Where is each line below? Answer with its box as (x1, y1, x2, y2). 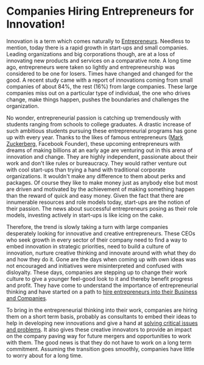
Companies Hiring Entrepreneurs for (6, 4, 194, 18)
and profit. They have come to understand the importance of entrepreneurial (6, 281, 199, 289)
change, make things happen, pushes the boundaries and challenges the (6, 96, 189, 103)
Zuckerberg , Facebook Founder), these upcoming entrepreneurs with (6, 140, 181, 147)
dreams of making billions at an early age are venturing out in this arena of (6, 146, 193, 154)
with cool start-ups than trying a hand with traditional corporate (6, 166, 166, 173)
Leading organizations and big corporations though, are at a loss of (6, 50, 175, 57)
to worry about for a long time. (6, 352, 83, 359)
